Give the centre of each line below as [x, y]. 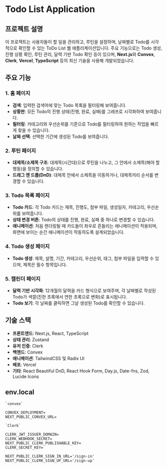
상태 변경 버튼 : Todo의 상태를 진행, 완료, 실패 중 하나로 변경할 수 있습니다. [83, 220]
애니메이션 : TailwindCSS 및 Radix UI [48, 358]
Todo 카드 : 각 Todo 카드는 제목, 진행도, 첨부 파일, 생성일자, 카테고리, [79, 207]
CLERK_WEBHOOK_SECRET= [29, 438]
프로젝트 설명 [24, 29]
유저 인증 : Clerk [28, 345]
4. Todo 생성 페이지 [27, 246]
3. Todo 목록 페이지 [27, 195]
